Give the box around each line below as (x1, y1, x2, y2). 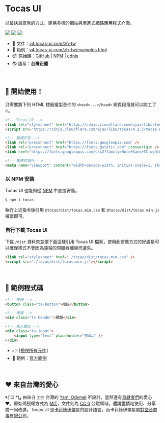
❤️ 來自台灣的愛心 (5, 381, 59, 389)
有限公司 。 (9, 413, 31, 419)
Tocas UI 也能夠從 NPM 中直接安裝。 (5, 187, 80, 193)
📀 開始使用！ (5, 87, 43, 96)
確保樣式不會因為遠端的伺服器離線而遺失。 (9, 245, 96, 251)
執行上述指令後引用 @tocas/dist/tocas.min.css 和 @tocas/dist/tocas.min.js (5, 207, 160, 212)
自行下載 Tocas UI (5, 226, 48, 233)
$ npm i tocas (5, 197, 34, 202)
